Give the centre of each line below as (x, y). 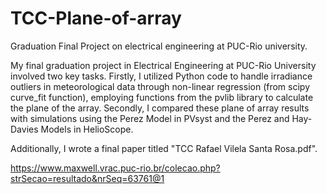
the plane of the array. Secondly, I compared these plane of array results (160, 108)
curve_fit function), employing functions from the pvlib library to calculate (162, 97)
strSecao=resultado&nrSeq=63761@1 (87, 178)
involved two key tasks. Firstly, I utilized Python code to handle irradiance (161, 76)
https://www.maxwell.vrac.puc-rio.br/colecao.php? (115, 168)
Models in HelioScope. (87, 129)
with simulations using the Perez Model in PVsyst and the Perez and (150, 118)
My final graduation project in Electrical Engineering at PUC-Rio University (163, 65)
